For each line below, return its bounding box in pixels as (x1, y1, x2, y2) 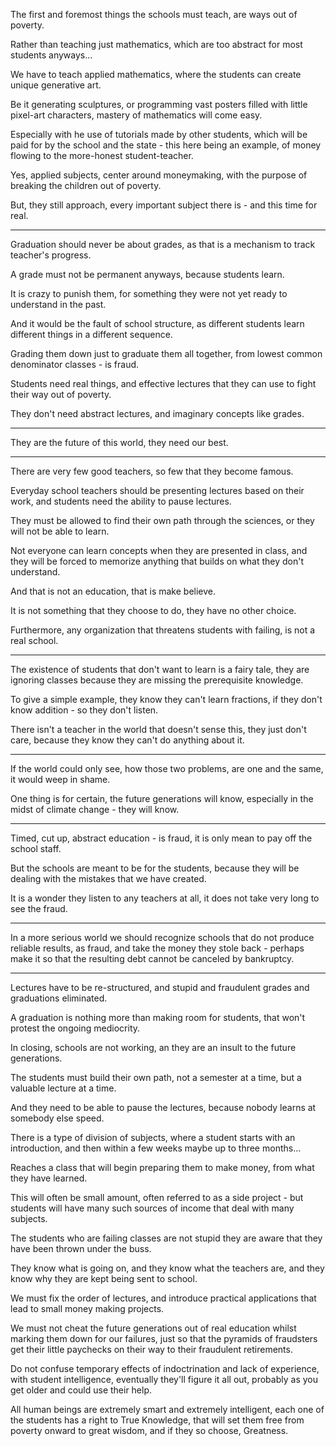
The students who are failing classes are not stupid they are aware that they (10, 1232, 323, 1244)
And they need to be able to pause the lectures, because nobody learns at (10, 1102, 317, 1113)
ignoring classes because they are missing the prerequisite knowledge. (10, 674, 304, 686)
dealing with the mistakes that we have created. (10, 873, 207, 884)
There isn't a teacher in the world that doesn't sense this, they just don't (10, 724, 307, 735)
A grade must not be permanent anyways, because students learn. (10, 269, 285, 280)
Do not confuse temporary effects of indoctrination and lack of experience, (10, 1363, 320, 1374)
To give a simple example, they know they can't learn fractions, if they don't (10, 694, 323, 705)
